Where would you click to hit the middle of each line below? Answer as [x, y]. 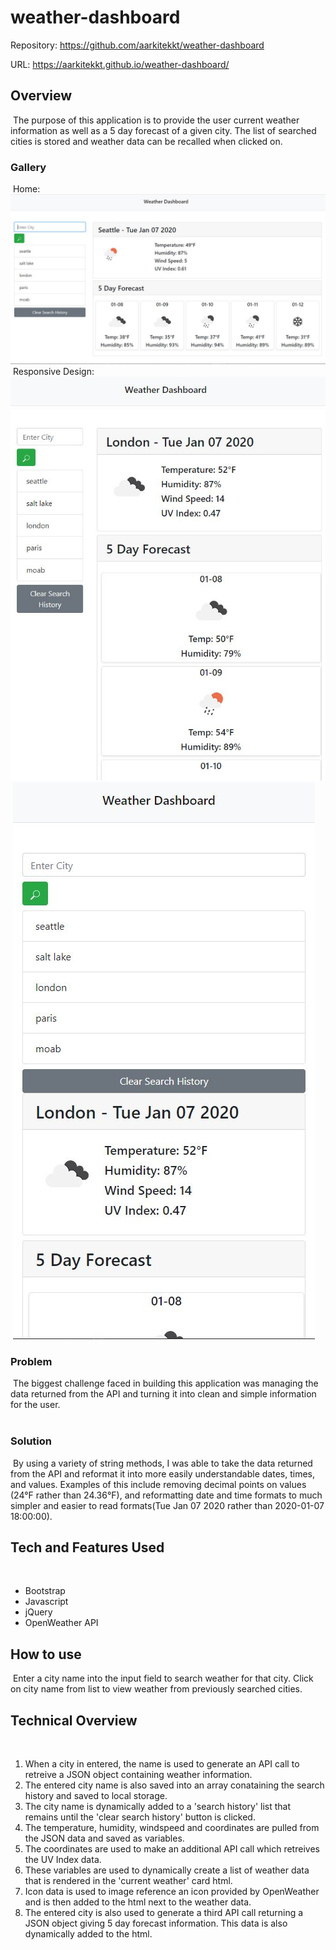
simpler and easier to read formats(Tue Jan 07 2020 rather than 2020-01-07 [167, 1505]
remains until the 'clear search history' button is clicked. [140, 1817]
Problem [31, 1361]
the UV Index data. [63, 1860]
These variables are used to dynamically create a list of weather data [167, 1870]
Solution [31, 1441]
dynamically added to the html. [88, 1934]
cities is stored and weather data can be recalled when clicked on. [146, 141]
